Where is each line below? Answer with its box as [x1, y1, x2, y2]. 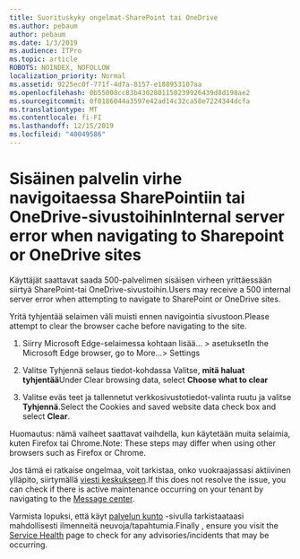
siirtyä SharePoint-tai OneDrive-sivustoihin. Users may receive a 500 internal [9, 284, 291, 294]
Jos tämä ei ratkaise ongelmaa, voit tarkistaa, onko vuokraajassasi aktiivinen [9, 464, 291, 476]
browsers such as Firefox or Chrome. [9, 447, 146, 458]
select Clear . [21, 410, 70, 422]
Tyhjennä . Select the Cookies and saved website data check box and [21, 401, 277, 412]
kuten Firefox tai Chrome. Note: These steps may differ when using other [9, 437, 276, 449]
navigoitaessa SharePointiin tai [9, 188, 245, 208]
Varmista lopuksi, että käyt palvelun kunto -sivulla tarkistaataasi [9, 511, 244, 521]
